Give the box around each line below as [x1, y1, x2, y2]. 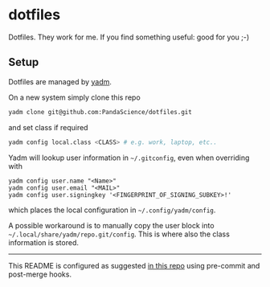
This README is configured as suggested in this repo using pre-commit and [8, 260, 260, 270]
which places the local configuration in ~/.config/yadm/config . [8, 205, 216, 215]
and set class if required [8, 122, 88, 132]
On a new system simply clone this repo [8, 92, 141, 102]
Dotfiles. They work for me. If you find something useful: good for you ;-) [8, 32, 250, 42]
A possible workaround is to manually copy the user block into [8, 220, 215, 230]
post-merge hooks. [8, 269, 72, 279]
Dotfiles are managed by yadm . [8, 76, 112, 86]
